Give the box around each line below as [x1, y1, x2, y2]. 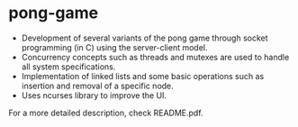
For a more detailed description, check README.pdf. [8, 107, 203, 118]
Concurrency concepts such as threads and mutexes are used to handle [21, 51, 290, 62]
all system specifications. [21, 61, 116, 72]
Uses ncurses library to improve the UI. [21, 89, 167, 101]
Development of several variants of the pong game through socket [21, 32, 268, 43]
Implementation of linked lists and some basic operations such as [21, 70, 265, 81]
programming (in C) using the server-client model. [21, 41, 208, 52]
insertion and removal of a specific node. [21, 80, 175, 91]
